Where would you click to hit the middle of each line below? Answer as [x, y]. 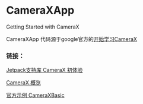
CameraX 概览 [24, 83]
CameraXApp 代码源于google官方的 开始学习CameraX [72, 39]
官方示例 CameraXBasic [35, 95]
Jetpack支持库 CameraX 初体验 [45, 70]
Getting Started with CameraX [43, 27]
